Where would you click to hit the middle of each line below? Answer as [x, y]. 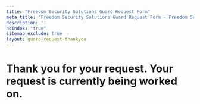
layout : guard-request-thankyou [46, 39]
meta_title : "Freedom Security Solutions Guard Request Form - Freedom [97, 17]
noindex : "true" [26, 28]
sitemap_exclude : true [34, 34]
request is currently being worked [92, 81]
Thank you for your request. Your [90, 69]
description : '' [26, 23]
